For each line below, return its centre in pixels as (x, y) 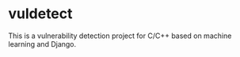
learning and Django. (42, 44)
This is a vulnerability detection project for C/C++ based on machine (120, 36)
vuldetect (40, 14)
